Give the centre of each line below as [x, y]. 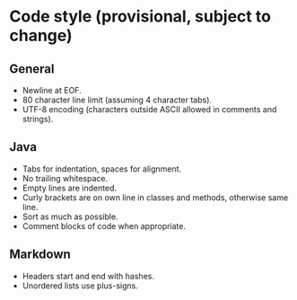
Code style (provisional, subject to [140, 17]
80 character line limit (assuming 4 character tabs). [117, 100]
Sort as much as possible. [70, 216]
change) [41, 35]
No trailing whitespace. [65, 178]
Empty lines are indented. [70, 188]
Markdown [40, 255]
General [32, 69]
